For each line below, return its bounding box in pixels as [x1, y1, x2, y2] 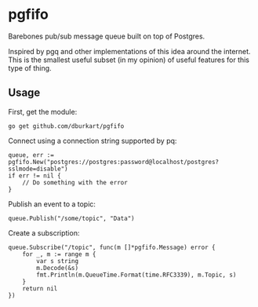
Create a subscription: [8, 228, 80, 237]
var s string [36, 257, 79, 265]
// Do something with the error [22, 178, 128, 186]
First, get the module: [8, 107, 78, 116]
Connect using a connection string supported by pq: [8, 136, 177, 145]
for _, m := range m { [22, 250, 96, 258]
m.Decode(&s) [36, 264, 79, 272]
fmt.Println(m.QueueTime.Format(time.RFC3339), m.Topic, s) [36, 271, 237, 279]
